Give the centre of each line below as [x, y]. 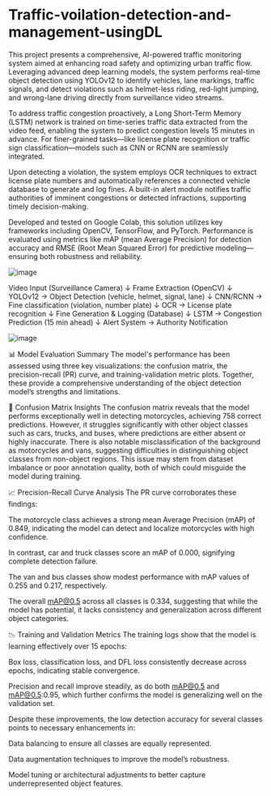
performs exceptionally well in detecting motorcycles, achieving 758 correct [135, 415]
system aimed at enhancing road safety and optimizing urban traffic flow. [130, 63]
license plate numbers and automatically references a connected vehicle [129, 181]
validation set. [32, 703]
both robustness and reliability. [91, 256]
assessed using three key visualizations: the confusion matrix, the [118, 365]
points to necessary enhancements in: [72, 727]
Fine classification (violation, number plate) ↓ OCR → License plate [120, 304]
